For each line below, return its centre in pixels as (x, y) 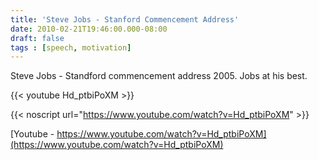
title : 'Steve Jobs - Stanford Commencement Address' (125, 19)
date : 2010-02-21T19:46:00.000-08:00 (89, 29)
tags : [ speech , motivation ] (71, 47)
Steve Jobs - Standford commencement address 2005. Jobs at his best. (159, 76)
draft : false (37, 38)
